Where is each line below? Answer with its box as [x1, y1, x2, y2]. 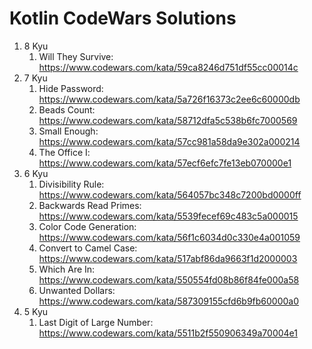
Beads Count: [38, 103, 96, 116]
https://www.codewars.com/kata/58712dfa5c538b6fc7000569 [38, 114, 298, 126]
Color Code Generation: [38, 220, 137, 232]
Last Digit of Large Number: [38, 316, 154, 328]
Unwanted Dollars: [38, 284, 116, 296]
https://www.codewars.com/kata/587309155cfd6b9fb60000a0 [38, 295, 300, 307]
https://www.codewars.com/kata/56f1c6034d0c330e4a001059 [38, 231, 301, 243]
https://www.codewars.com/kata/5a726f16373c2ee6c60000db [38, 93, 301, 105]
